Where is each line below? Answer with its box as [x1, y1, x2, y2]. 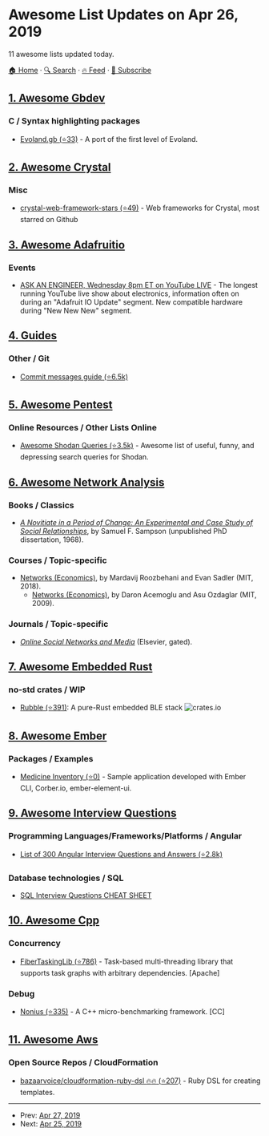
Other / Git [8, 353, 50, 364]
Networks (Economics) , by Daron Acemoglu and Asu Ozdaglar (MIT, [31, 590, 258, 600]
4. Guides [8, 329, 58, 342]
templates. [19, 1087, 55, 1097]
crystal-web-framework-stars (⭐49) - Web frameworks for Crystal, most [19, 203, 260, 213]
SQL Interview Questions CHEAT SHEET [19, 891, 152, 900]
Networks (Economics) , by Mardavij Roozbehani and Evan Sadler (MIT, [19, 573, 254, 583]
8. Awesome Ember [8, 729, 107, 742]
